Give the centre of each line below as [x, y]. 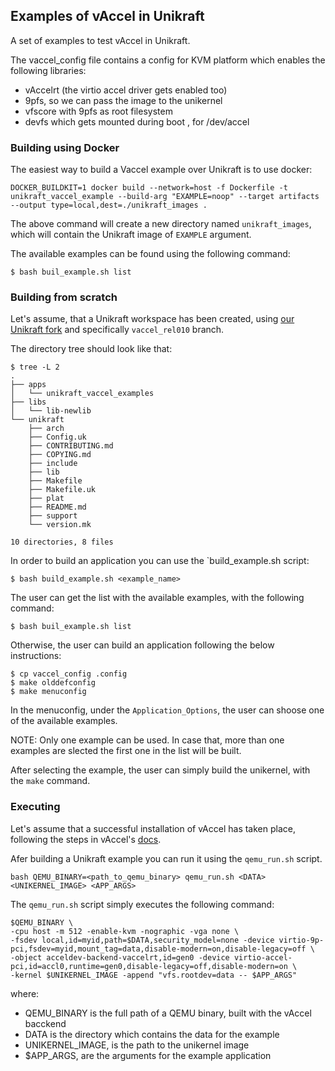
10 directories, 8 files [62, 542]
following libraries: [48, 70]
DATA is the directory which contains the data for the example [152, 1034]
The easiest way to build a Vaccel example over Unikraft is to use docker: [161, 170]
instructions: [36, 656]
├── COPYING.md [60, 455]
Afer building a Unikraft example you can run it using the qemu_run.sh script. [166, 858]
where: [25, 993]
